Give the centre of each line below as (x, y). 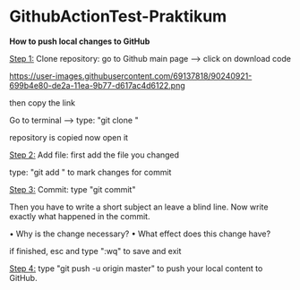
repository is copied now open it (69, 137)
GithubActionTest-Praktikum (118, 17)
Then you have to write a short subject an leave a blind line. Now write (139, 207)
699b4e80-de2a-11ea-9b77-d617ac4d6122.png (97, 85)
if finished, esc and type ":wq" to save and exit (95, 251)
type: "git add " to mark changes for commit (90, 172)
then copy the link (43, 102)
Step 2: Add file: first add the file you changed (94, 155)
